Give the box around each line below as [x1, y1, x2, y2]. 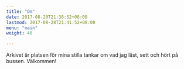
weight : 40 [6, 30, 33, 36]
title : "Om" [6, 8, 35, 15]
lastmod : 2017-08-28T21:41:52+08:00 [6, 19, 96, 25]
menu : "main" [6, 25, 38, 31]
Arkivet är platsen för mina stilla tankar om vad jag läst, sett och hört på [6, 51, 179, 58]
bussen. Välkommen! [6, 58, 57, 65]
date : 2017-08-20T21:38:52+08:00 [6, 14, 88, 20]
